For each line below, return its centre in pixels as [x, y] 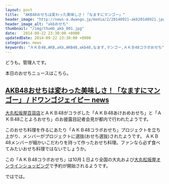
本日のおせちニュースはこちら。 [38, 73]
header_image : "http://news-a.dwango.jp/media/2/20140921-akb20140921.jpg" [86, 19]
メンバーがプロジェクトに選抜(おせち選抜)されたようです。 [83, 136]
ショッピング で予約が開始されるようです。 [66, 166]
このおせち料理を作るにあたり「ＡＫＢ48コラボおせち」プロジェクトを [78, 130]
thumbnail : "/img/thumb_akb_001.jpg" [45, 29]
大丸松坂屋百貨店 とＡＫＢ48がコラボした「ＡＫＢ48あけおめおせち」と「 [81, 113]
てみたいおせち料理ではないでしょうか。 [47, 149]
